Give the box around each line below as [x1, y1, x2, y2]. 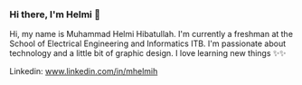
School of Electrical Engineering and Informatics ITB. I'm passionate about [9, 38, 287, 49]
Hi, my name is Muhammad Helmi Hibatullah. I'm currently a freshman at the [9, 29, 294, 40]
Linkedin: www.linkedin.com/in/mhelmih [9, 66, 158, 77]
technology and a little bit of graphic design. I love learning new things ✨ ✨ [9, 48, 287, 59]
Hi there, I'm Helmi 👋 [9, 8, 101, 21]
